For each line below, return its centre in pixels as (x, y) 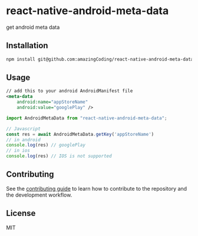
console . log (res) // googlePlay (46, 145)
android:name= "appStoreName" (52, 102)
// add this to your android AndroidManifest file (70, 91)
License (21, 213)
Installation (27, 46)
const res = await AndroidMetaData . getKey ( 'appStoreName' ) (80, 134)
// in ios (18, 151)
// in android (24, 139)
